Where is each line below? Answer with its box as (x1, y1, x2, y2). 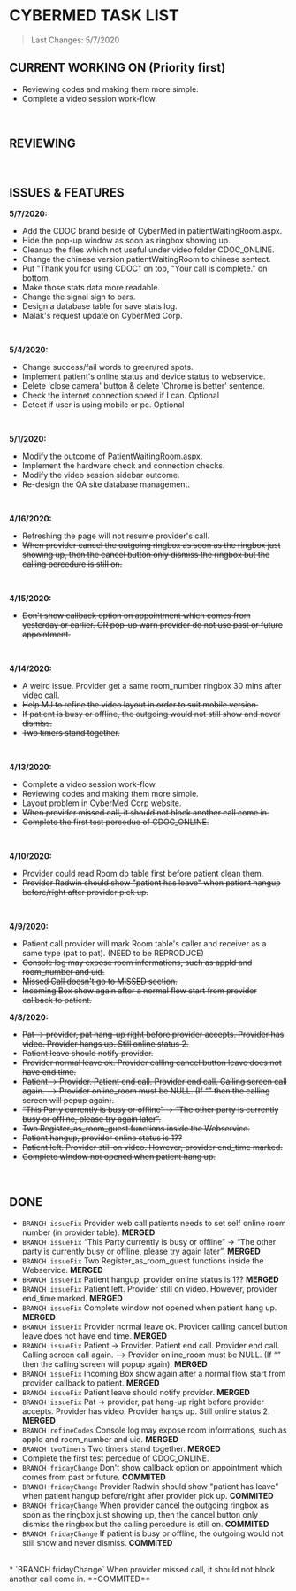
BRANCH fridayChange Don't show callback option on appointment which (21, 1463, 283, 1473)
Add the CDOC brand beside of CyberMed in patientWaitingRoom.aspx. (21, 226, 283, 236)
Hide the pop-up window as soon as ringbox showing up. (21, 236, 231, 246)
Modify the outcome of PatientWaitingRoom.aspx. (21, 451, 203, 461)
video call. (21, 690, 60, 700)
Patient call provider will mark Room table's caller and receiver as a (21, 938, 267, 949)
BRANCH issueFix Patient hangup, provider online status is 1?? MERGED (21, 1274, 280, 1285)
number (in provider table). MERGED (21, 1227, 156, 1238)
